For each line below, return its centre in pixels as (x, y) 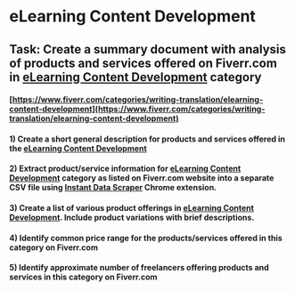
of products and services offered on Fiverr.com (143, 63)
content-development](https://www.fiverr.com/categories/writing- (137, 109)
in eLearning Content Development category (135, 77)
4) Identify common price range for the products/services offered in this (146, 238)
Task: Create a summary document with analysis (148, 49)
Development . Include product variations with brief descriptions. (132, 217)
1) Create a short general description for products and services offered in (147, 139)
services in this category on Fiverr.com (83, 277)
